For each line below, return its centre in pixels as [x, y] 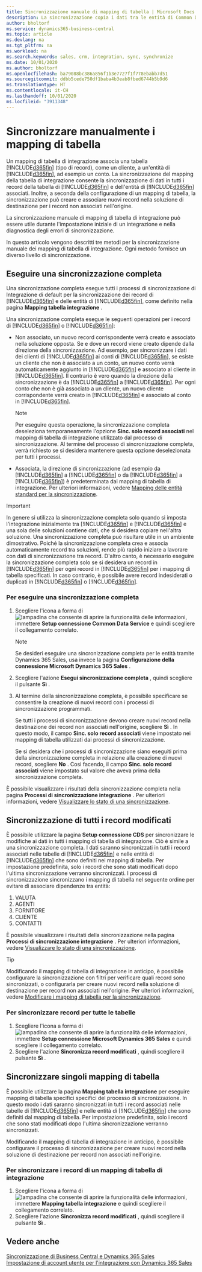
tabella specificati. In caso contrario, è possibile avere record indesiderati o [99, 575]
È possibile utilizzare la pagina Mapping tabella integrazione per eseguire [98, 1091]
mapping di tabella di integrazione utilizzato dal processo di [88, 437]
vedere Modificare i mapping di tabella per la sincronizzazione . [84, 997]
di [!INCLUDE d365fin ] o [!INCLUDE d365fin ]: [61, 326]
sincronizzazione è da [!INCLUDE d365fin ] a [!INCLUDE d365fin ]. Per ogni [105, 382]
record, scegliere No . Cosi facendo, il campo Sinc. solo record [93, 764]
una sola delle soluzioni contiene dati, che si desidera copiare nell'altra [94, 530]
